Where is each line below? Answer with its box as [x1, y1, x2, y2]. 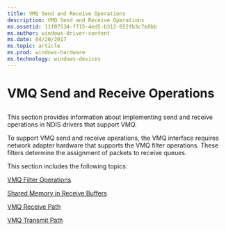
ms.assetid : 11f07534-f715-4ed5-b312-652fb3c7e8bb [7, 23, 157, 30]
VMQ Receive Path [7, 202, 61, 211]
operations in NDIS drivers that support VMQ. [7, 120, 137, 129]
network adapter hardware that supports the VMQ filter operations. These [7, 141, 219, 150]
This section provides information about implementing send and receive [7, 113, 213, 122]
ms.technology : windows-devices [7, 56, 101, 63]
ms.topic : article [7, 42, 60, 49]
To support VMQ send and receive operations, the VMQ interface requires [7, 134, 219, 143]
